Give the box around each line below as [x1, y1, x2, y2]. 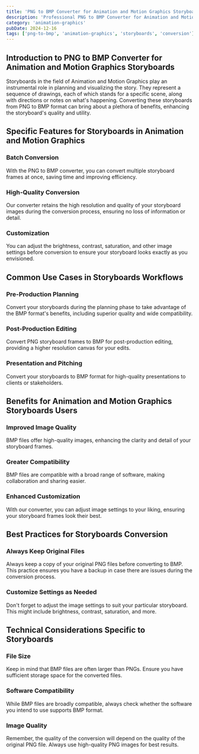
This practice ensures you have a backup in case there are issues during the [6, 567, 192, 574]
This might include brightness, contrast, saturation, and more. [6, 607, 157, 615]
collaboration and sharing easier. [6, 478, 86, 485]
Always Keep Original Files [6, 547, 85, 555]
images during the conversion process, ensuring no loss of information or [6, 208, 185, 215]
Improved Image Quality [6, 423, 77, 431]
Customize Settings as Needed [6, 588, 97, 596]
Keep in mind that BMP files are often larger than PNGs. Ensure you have [6, 666, 184, 673]
